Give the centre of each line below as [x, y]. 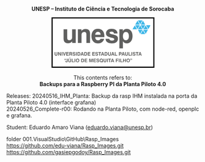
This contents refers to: [103, 78]
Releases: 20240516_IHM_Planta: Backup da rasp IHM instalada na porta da [102, 96]
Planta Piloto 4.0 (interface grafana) [51, 102]
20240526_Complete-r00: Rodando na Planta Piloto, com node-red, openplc [103, 109]
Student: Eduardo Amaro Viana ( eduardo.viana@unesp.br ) [80, 127]
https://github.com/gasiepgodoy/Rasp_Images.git [69, 152]
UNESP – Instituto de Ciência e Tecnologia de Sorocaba [103, 9]
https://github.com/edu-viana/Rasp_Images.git [65, 145]
